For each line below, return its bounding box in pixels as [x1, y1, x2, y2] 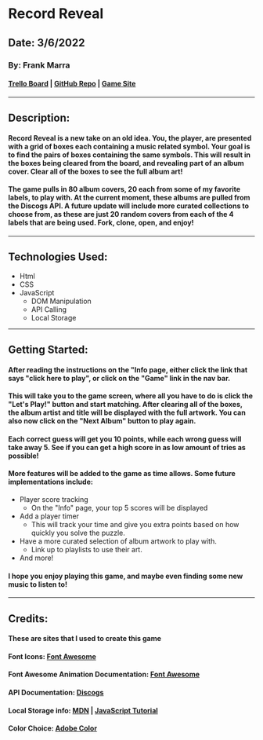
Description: [8, 112, 70, 125]
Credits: [8, 612, 49, 625]
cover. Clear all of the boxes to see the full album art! [8, 167, 183, 176]
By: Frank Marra [8, 60, 70, 71]
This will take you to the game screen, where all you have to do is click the [8, 391, 253, 401]
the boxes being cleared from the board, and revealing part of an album [8, 158, 244, 167]
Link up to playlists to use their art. [31, 545, 142, 555]
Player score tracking [19, 495, 88, 504]
